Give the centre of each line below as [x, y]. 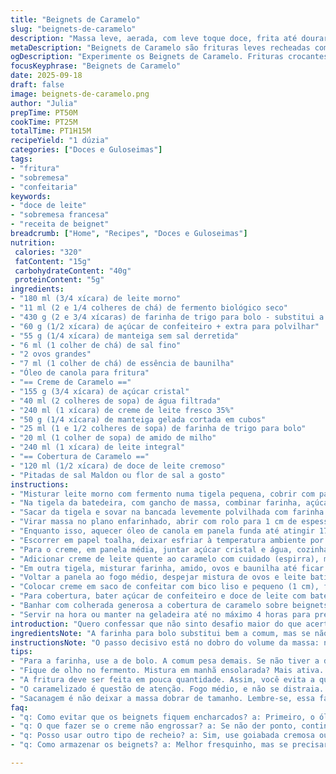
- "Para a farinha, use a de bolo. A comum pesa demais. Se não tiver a [165, 661]
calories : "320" [48, 252]
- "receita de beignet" [60, 224]
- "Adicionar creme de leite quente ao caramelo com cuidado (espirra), [165, 559]
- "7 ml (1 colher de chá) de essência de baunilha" [122, 364]
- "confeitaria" [44, 187]
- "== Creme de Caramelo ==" [71, 382]
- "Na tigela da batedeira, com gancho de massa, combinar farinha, [156, 503]
